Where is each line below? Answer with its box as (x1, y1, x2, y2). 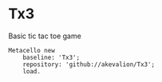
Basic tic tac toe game (8, 31, 81, 41)
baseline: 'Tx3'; (22, 53, 81, 61)
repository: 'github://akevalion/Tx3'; (22, 61, 156, 68)
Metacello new (8, 46, 56, 54)
